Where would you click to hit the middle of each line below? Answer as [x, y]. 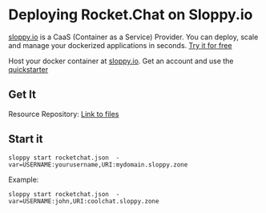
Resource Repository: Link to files [64, 114]
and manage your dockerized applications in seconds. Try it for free [120, 45]
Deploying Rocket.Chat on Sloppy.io [131, 15]
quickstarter [28, 69]
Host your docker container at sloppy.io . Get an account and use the [121, 61]
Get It [22, 95]
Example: [24, 179]
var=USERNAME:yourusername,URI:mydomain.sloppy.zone [98, 165]
